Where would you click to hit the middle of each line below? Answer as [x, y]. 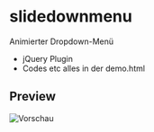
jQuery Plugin [48, 58]
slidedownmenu [71, 17]
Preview [33, 97]
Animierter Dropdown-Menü [62, 41]
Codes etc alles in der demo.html [84, 68]
